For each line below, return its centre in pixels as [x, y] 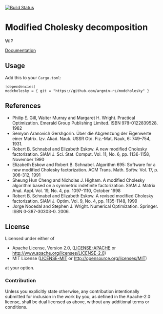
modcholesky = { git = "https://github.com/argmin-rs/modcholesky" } [77, 91]
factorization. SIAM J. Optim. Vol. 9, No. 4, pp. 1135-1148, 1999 [75, 201]
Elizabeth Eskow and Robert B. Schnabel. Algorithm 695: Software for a [84, 165]
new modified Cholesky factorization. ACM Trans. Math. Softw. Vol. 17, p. [85, 169]
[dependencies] [20, 86]
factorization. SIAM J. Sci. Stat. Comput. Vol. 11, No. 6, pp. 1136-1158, [81, 154]
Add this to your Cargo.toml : [33, 77]
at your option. [20, 268]
